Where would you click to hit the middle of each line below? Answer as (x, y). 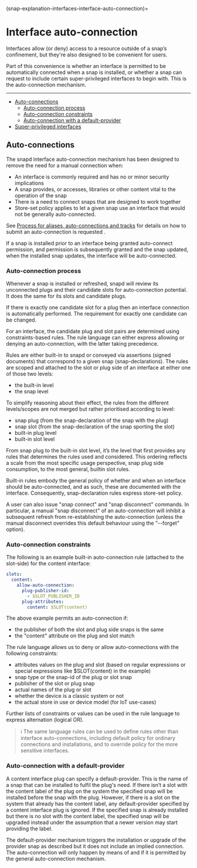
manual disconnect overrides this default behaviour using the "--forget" (93, 523)
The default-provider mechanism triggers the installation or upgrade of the (96, 840)
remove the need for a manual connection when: (65, 165)
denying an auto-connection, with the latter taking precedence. (82, 344)
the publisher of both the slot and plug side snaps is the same (89, 630)
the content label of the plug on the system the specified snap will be (89, 791)
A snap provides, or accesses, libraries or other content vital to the (95, 189)
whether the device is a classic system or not (69, 696)
